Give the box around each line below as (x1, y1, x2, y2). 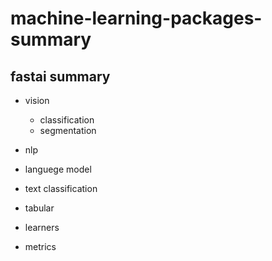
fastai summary (10, 68, 111, 85)
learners (24, 222, 60, 233)
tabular (24, 202, 55, 214)
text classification (24, 183, 98, 194)
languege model (24, 163, 92, 175)
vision (24, 95, 50, 106)
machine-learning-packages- (10, 7, 263, 30)
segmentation (39, 125, 97, 136)
